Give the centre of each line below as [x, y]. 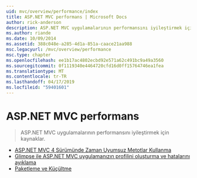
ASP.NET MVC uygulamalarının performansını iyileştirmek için [95, 132]
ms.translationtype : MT [35, 71]
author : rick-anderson [34, 22]
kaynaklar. [33, 138]
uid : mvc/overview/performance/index [52, 11]
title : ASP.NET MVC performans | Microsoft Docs [67, 17]
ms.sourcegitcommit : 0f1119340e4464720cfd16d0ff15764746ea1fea [85, 66]
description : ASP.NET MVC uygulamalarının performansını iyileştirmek [94, 28]
